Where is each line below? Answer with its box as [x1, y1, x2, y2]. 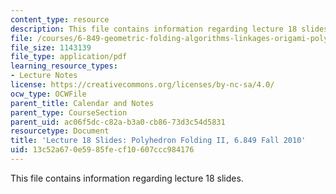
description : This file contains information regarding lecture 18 [10, 24, 298, 34]
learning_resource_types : [10, 61, 118, 71]
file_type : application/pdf [10, 52, 128, 62]
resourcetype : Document [10, 126, 110, 136]
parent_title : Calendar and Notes [10, 98, 155, 108]
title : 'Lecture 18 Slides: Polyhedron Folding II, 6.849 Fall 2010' [10, 136, 307, 146]
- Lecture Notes [10, 71, 78, 81]
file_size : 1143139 [10, 42, 92, 53]
